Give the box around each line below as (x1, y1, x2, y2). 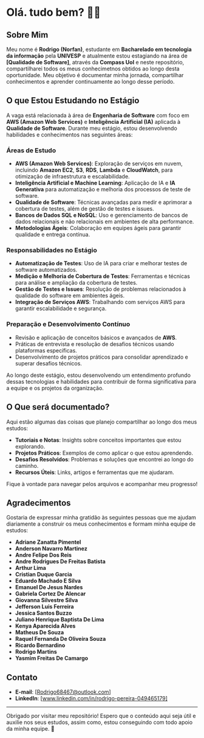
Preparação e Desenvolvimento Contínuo (6, 320, 131, 328)
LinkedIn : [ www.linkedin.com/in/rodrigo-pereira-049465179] (15, 695, 168, 702)
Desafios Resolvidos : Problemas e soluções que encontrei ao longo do (15, 455, 194, 463)
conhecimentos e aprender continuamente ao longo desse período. (6, 78, 175, 85)
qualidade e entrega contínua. (15, 231, 90, 239)
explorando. (15, 442, 46, 450)
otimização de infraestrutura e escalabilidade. (15, 173, 130, 180)
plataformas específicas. (15, 347, 77, 354)
